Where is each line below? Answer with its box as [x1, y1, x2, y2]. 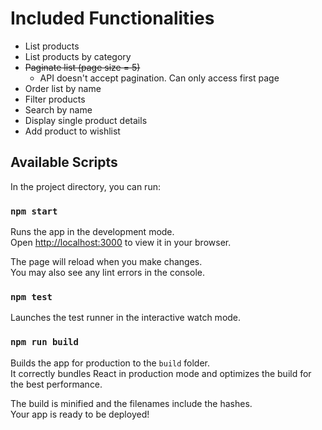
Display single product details [24, 114, 148, 126]
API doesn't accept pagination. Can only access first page [39, 72, 280, 84]
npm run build [10, 337, 79, 348]
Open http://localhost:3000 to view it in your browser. [10, 237, 232, 249]
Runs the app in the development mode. [10, 226, 175, 238]
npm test [10, 291, 53, 302]
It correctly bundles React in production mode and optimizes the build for [10, 367, 312, 379]
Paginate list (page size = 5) [24, 61, 141, 73]
